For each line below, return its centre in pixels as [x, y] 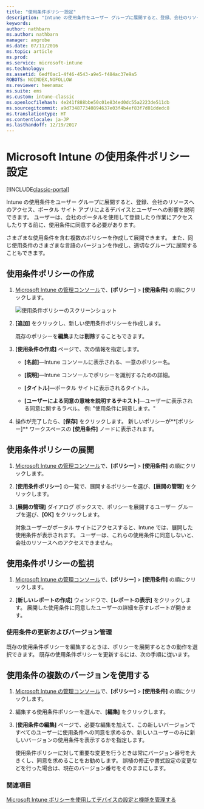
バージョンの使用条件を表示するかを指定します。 [87, 740]
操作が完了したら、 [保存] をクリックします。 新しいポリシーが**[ [96, 421]
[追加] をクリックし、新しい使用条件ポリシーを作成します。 [89, 323]
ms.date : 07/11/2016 [32, 46]
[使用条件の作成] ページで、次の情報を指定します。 [79, 349]
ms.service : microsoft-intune [45, 63]
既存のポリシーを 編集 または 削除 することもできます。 [81, 336]
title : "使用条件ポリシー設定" [41, 12]
